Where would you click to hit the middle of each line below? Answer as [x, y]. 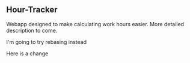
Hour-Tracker [32, 10]
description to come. [32, 30]
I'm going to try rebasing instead [47, 42]
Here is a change [27, 53]
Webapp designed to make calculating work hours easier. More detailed [95, 24]
